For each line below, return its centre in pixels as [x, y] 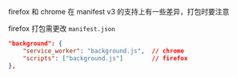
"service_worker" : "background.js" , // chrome [103, 51]
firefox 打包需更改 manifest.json [62, 29]
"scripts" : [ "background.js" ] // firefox [105, 58]
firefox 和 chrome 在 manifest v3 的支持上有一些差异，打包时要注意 [119, 12]
